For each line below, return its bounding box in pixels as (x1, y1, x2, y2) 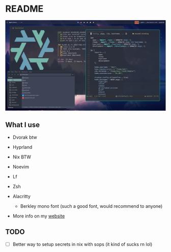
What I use (5, 120, 40, 130)
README (5, 3, 44, 15)
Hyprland (12, 144, 33, 150)
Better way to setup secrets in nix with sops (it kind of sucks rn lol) (12, 241, 153, 247)
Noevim (12, 164, 30, 170)
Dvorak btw (12, 134, 37, 140)
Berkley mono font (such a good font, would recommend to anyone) (20, 203, 163, 209)
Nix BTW (12, 153, 32, 160)
